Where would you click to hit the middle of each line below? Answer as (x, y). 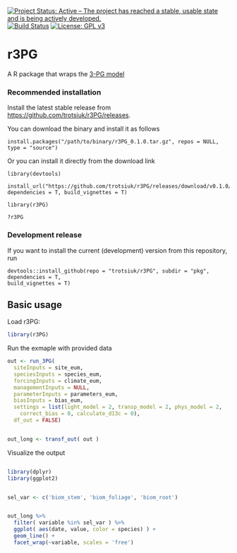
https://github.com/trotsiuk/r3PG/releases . (69, 115)
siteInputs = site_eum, (48, 368)
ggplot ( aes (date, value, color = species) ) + (85, 530)
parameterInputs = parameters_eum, (66, 394)
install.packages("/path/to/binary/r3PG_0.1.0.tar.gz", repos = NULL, (113, 142)
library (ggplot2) (33, 478)
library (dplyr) (30, 472)
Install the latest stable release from (59, 108)
